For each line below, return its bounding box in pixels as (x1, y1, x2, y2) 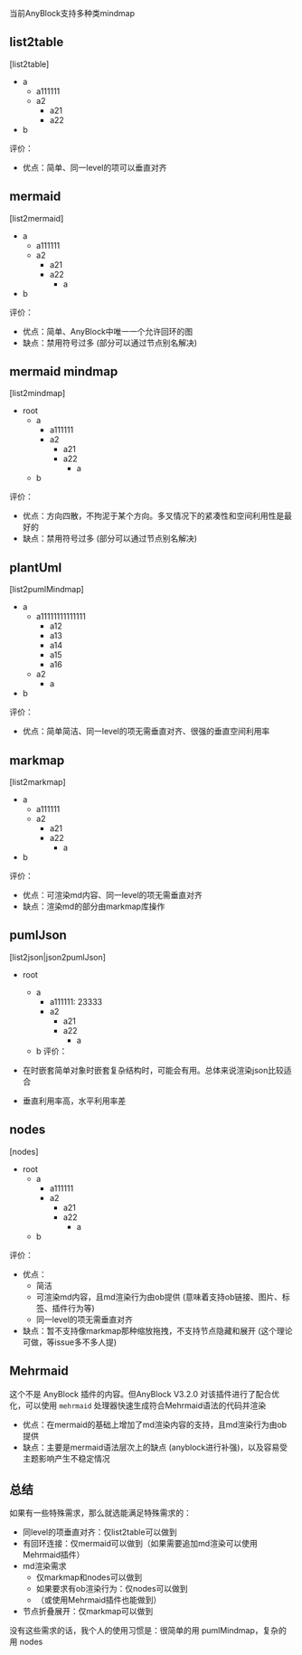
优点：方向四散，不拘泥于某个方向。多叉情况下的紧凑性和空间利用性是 (22, 510, 285, 522)
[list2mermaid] (9, 213, 64, 223)
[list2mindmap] (9, 388, 66, 399)
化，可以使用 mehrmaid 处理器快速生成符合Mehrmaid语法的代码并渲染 (9, 1400, 267, 1411)
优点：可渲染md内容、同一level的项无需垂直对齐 (22, 890, 203, 901)
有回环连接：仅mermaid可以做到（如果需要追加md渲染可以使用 (22, 1538, 258, 1549)
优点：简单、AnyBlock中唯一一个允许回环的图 (22, 326, 193, 336)
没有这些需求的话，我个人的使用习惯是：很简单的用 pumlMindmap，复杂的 (9, 1625, 288, 1636)
